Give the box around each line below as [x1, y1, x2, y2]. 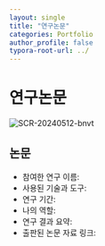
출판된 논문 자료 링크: [21, 227, 96, 238]
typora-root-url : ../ [9, 47, 90, 55]
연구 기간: [21, 193, 56, 204]
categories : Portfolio [9, 30, 93, 38]
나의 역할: [21, 205, 56, 216]
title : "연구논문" [9, 21, 70, 30]
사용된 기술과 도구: [21, 182, 87, 193]
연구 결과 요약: [21, 216, 73, 226]
